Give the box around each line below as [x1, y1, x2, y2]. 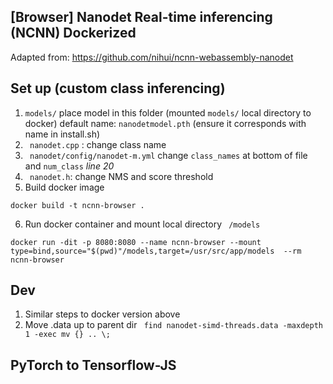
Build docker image [24, 181, 105, 193]
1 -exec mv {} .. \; [24, 330, 111, 340]
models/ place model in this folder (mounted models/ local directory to [24, 106, 312, 119]
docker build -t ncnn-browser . [10, 200, 145, 210]
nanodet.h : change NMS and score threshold [29, 170, 214, 182]
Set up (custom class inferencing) [10, 80, 226, 97]
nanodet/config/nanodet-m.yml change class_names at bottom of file [29, 149, 308, 161]
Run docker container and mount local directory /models [24, 218, 261, 230]
